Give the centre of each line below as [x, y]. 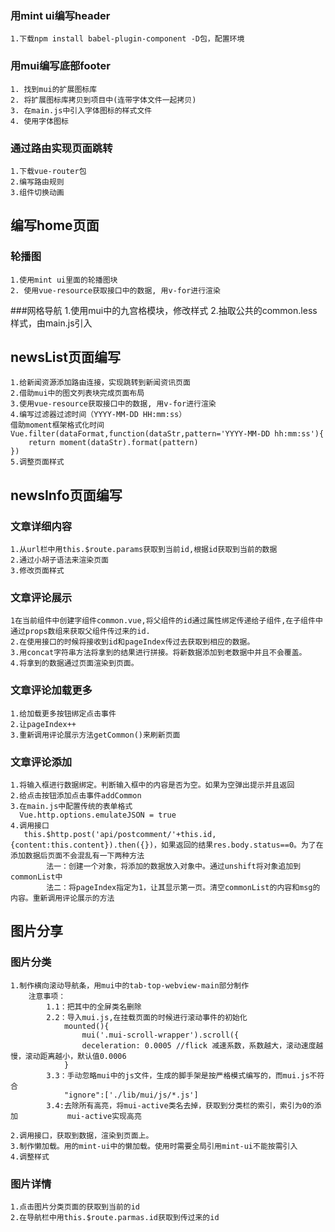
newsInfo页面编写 [66, 495]
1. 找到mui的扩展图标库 [54, 89]
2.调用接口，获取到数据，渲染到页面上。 [82, 1135]
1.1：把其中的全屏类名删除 [94, 1007]
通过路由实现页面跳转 [61, 148]
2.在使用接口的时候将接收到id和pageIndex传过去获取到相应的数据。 [132, 642]
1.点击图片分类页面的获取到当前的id [75, 1207]
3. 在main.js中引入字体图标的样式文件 [81, 110]
